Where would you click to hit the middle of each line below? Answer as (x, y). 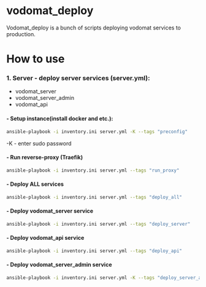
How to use (36, 59)
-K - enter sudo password (39, 143)
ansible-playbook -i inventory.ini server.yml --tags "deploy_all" (94, 197)
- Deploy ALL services (35, 184)
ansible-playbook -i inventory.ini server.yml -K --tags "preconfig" (97, 132)
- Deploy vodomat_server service (50, 211)
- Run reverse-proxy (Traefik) (45, 158)
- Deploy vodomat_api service (45, 238)
